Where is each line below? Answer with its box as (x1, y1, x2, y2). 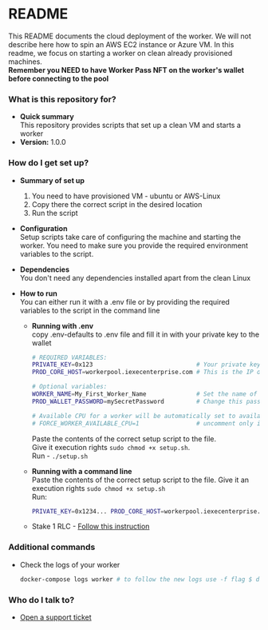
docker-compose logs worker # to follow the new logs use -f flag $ (19, 575, 253, 584)
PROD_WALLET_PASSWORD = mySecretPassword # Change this (31, 397, 243, 405)
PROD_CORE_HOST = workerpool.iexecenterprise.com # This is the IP (31, 369, 254, 377)
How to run (19, 289, 57, 298)
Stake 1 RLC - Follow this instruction (31, 521, 150, 532)
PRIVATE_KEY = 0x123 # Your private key (31, 361, 261, 369)
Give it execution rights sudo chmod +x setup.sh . (31, 442, 191, 452)
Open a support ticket (19, 612, 92, 622)
